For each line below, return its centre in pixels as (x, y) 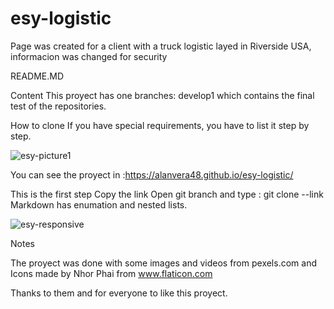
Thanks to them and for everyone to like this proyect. (119, 293)
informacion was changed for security (89, 56)
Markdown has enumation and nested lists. (99, 204)
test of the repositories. (58, 106)
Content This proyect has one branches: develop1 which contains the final (162, 95)
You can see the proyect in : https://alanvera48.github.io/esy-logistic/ (152, 174)
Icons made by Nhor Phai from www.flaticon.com (111, 273)
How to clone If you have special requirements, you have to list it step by (160, 125)
